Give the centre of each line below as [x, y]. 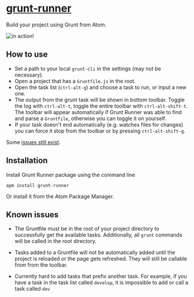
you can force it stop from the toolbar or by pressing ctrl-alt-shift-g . [100, 131]
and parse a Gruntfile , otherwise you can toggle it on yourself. [90, 118]
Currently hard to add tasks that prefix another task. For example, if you [101, 276]
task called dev [32, 289]
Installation [27, 161]
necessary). [29, 74]
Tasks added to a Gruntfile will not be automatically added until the [95, 252]
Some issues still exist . [33, 142]
